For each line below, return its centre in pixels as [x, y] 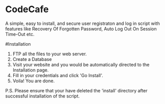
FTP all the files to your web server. [50, 54]
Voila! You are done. [34, 81]
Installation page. [31, 70]
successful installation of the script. [43, 96]
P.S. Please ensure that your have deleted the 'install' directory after [76, 90]
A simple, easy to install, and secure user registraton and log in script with [82, 23]
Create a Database [32, 59]
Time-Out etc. [20, 34]
